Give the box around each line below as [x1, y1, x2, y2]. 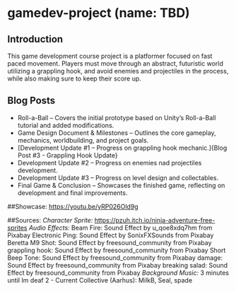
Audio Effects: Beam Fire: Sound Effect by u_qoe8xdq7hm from [28, 223, 213, 232]
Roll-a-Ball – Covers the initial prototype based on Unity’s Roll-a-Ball [17, 113, 216, 121]
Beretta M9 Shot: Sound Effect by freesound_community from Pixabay [7, 238, 212, 247]
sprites [7, 223, 28, 232]
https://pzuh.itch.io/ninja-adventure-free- [94, 215, 216, 224]
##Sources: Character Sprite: [7, 215, 93, 224]
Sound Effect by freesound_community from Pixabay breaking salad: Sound [7, 261, 228, 269]
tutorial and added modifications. [17, 121, 114, 129]
